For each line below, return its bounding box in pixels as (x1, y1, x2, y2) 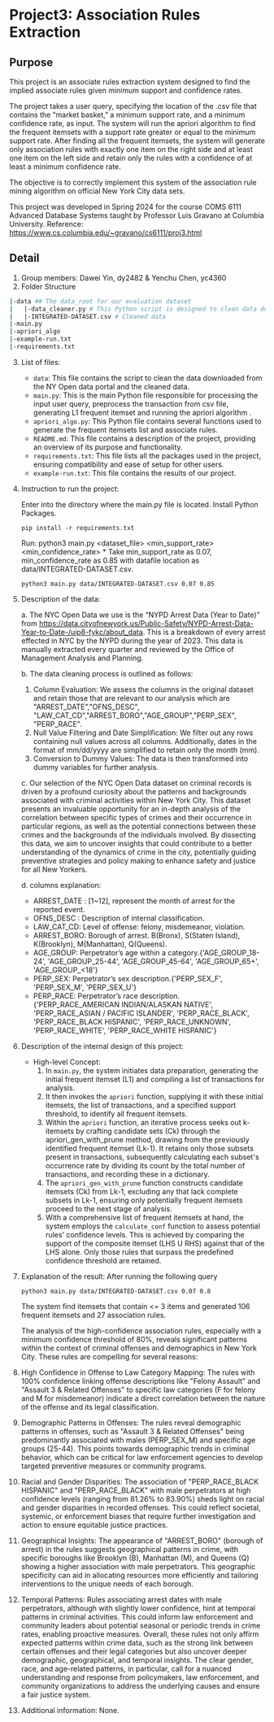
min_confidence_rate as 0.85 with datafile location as (20, 555, 200, 565)
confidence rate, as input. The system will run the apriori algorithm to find (9, 119, 256, 128)
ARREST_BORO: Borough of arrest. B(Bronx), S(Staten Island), (33, 930, 241, 940)
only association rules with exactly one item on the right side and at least (9, 145, 253, 154)
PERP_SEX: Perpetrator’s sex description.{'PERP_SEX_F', (33, 973, 223, 983)
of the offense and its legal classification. (20, 1402, 159, 1411)
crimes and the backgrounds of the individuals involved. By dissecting (20, 829, 257, 839)
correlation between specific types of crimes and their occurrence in (20, 812, 252, 822)
